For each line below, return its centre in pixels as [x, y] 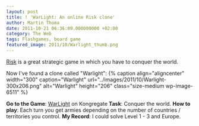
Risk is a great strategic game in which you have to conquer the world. [92, 62]
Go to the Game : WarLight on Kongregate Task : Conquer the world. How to [98, 103]
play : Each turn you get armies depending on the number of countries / [94, 110]
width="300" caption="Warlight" [46, 79]
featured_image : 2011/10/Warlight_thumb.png [62, 45]
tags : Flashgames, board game [44, 39]
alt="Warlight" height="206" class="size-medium [104, 86]
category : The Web [29, 34]
